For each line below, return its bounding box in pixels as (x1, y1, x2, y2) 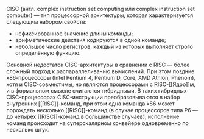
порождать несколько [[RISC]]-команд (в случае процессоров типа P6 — (6, 107, 199, 113)
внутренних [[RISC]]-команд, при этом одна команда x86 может (6, 100, 175, 107)
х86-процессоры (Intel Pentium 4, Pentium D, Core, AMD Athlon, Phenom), (6, 74, 196, 81)
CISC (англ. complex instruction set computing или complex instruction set (6, 5, 195, 12)
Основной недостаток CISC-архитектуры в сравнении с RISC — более (6, 61, 190, 68)
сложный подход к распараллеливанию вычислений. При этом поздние (6, 68, 195, 75)
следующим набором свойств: (6, 18, 87, 25)
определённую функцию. (15, 49, 81, 57)
